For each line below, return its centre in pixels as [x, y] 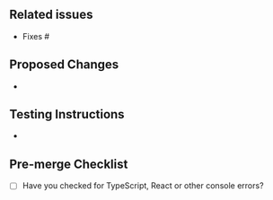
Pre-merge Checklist [69, 164]
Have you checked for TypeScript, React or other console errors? [143, 186]
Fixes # [36, 36]
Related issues [51, 15]
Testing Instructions [67, 114]
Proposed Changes [64, 65]
